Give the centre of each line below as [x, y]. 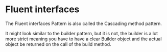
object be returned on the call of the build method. [58, 44]
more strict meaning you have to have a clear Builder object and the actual [83, 39]
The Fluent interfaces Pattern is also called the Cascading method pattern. [84, 23]
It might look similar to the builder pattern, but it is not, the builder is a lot [82, 33]
